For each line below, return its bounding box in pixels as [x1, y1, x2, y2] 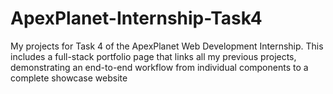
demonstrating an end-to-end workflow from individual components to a [10, 61, 309, 73]
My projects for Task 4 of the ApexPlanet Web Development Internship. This [10, 40, 324, 52]
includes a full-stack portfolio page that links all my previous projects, [10, 50, 297, 62]
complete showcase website [10, 72, 128, 84]
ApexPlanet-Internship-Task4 [10, 7, 263, 30]
